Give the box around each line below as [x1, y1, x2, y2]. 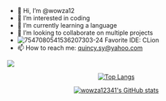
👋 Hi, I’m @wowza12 [17, 7, 75, 15]
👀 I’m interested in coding [17, 14, 91, 22]
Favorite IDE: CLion [104, 36, 159, 44]
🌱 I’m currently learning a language [17, 21, 118, 29]
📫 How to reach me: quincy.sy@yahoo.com [17, 44, 143, 52]
